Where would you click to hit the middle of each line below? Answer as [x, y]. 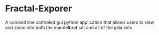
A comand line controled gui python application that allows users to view [80, 22]
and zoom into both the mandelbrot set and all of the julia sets [69, 27]
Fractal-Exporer [39, 9]
